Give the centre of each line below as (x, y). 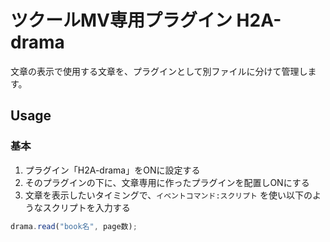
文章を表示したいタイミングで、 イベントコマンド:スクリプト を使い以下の (168, 195)
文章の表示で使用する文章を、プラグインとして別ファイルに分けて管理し (159, 71)
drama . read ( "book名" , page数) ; (74, 226)
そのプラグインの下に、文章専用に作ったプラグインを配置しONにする (167, 182)
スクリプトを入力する (86, 207)
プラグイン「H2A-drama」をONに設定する (112, 170)
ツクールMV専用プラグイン (121, 20)
